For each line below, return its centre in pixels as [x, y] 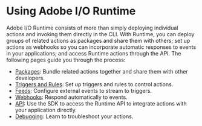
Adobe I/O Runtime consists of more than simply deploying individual [92, 28]
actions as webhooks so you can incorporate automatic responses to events [101, 47]
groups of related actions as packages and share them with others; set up [98, 40]
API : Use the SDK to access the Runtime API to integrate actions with [101, 103]
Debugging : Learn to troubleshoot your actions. [74, 116]
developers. [30, 78]
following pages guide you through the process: [66, 60]
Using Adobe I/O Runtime [71, 11]
